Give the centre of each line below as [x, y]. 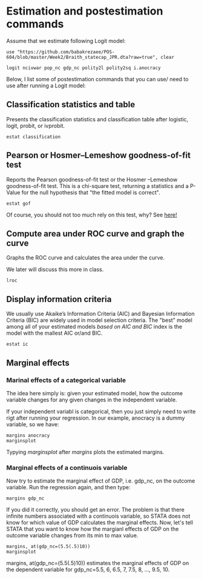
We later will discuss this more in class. [55, 269]
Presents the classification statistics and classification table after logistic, [97, 119]
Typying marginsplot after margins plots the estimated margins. [85, 452]
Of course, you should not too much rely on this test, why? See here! [92, 215]
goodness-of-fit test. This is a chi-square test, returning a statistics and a [98, 186]
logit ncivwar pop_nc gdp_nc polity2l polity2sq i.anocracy [84, 68]
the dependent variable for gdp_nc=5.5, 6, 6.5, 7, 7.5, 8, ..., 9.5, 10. [88, 570]
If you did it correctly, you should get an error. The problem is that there [95, 510]
